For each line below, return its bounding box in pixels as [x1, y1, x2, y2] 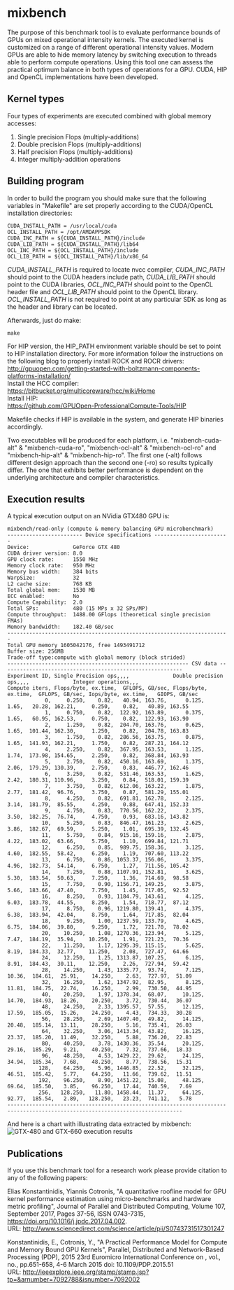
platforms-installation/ [7, 371, 71, 380]
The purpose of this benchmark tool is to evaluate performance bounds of [7, 28, 221, 36]
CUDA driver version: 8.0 [7, 550, 82, 557]
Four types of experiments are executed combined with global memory [7, 111, 212, 120]
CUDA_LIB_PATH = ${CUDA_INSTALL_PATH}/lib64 [7, 240, 139, 248]
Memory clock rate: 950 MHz [7, 562, 96, 569]
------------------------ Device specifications [7, 532, 152, 539]
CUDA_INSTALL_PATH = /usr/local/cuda [7, 222, 117, 229]
